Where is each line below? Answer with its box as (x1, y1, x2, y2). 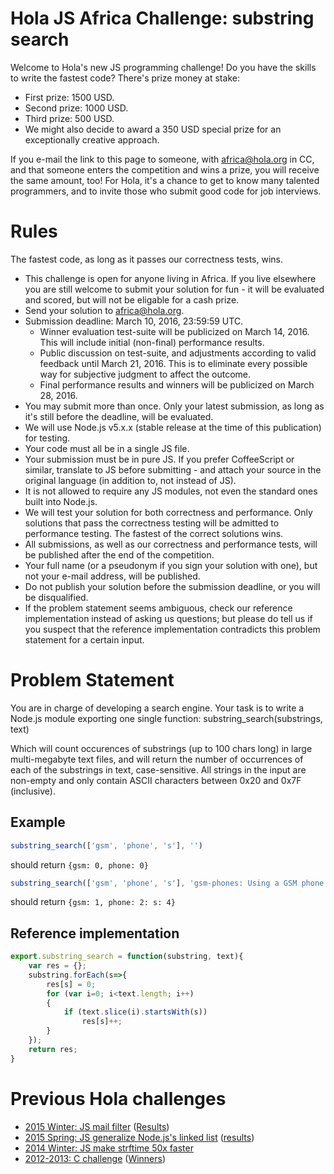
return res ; (28, 1044, 78, 1054)
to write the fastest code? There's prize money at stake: (10, 72, 240, 84)
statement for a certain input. (24, 633, 145, 646)
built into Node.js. (24, 495, 98, 507)
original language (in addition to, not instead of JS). (24, 474, 237, 486)
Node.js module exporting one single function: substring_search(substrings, (10, 712, 323, 724)
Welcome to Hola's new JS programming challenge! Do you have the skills (10, 61, 317, 73)
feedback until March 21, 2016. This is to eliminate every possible (39, 357, 308, 369)
